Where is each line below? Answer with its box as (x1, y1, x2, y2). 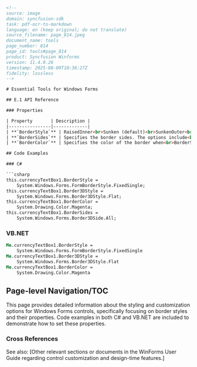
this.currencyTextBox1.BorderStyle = (6, 177, 98, 183)
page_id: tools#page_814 (6, 49, 67, 55)
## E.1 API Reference (6, 97, 59, 103)
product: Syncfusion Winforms (6, 54, 80, 60)
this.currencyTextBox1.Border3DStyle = (6, 188, 104, 194)
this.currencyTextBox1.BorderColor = (6, 199, 98, 205)
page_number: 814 (6, 43, 49, 49)
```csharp (6, 172, 30, 178)
